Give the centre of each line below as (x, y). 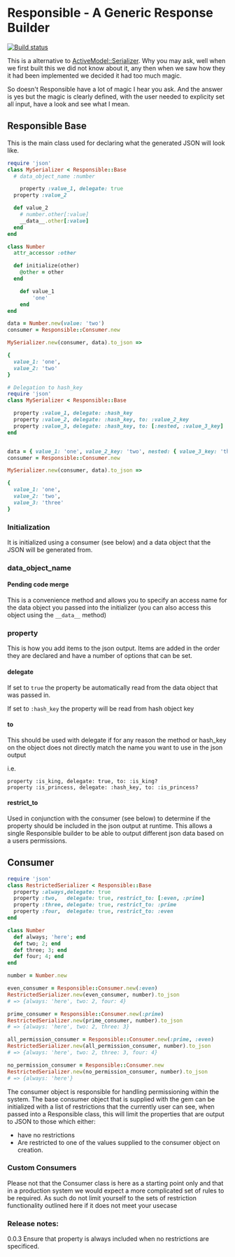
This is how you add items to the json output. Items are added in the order (114, 648)
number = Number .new (37, 976)
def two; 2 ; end (37, 943)
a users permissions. (37, 841)
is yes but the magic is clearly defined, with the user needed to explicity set (116, 97)
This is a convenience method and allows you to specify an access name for (117, 601)
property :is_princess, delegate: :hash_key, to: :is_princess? (103, 787)
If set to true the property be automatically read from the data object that (113, 687)
